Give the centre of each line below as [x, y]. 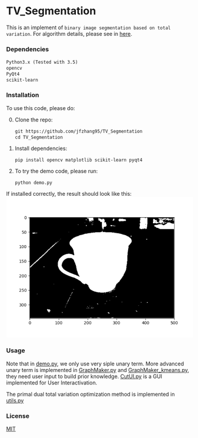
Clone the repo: [34, 120]
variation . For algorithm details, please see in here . [69, 33]
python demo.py [33, 183]
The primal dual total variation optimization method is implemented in [90, 394]
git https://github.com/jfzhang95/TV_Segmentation [79, 131]
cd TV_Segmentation [39, 137]
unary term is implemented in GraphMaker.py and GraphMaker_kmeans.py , [98, 370]
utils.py [15, 401]
